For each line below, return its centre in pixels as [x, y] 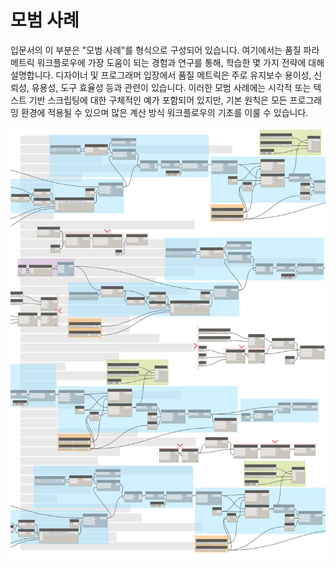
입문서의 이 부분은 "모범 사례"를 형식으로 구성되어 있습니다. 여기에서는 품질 [156, 50]
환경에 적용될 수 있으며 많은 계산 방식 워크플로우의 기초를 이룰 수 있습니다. [164, 112]
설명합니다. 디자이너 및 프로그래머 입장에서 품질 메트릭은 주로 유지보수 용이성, [161, 75]
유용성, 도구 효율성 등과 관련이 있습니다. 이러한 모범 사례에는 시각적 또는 [171, 87]
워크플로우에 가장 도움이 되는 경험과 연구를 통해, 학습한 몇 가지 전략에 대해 [180, 62]
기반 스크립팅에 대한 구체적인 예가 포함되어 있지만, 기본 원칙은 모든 [158, 100]
